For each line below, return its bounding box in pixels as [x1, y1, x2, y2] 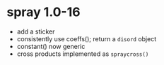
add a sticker [16, 27, 55, 36]
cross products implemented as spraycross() [16, 50, 149, 58]
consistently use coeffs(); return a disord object [16, 34, 157, 43]
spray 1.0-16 [6, 4, 81, 20]
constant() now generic [16, 42, 86, 50]
